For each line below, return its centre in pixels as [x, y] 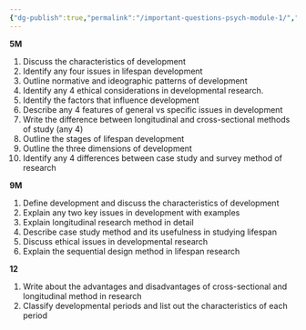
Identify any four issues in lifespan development [112, 71]
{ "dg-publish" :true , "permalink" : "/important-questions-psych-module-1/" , [153, 18]
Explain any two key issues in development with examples [131, 212]
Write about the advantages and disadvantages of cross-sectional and [155, 286]
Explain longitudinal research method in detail [108, 222]
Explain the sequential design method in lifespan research [131, 251]
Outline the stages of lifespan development [103, 138]
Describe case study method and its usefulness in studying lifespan [150, 232]
